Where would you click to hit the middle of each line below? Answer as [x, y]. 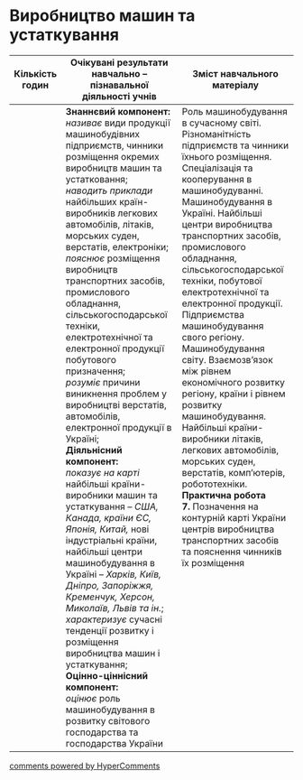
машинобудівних [102, 134]
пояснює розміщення [113, 258]
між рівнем [207, 371]
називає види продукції [118, 123]
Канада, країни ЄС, [108, 517]
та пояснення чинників [232, 552]
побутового [91, 359]
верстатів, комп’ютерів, [234, 472]
